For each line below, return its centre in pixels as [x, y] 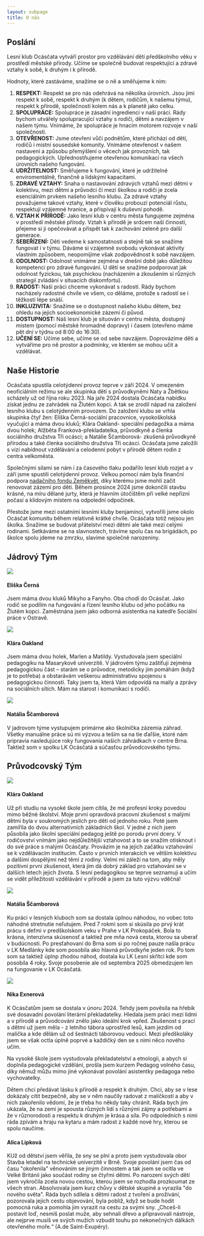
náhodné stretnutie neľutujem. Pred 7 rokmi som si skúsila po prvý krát [95, 924]
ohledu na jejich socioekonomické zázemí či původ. [80, 313]
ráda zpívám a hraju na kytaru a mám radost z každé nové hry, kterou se [97, 1122]
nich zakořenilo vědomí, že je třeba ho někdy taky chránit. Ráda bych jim [97, 1102]
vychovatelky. [24, 1077]
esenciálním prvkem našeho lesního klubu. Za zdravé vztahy [91, 196]
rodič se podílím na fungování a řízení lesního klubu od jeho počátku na [96, 605]
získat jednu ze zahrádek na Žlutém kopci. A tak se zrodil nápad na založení [102, 405]
